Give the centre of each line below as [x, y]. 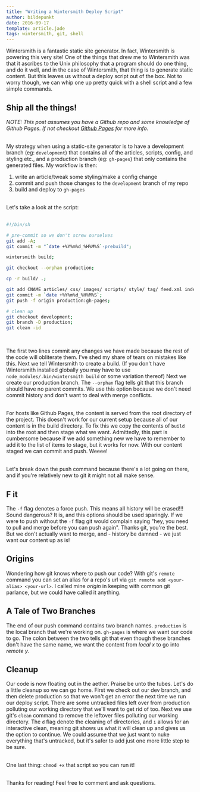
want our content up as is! [38, 540]
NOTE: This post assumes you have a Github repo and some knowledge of [98, 122]
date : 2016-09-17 [28, 23]
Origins [20, 559]
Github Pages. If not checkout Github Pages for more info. [77, 128]
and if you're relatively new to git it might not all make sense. [80, 475]
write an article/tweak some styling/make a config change [86, 177]
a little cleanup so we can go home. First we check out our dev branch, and [99, 690]
